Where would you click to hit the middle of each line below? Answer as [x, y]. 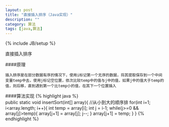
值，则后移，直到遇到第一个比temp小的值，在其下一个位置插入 [61, 86]
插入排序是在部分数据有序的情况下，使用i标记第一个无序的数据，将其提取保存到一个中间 [84, 75]
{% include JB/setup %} [30, 43]
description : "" [22, 19]
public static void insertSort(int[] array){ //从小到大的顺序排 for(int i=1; [78, 103]
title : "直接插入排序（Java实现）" [39, 15]
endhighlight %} [22, 119]
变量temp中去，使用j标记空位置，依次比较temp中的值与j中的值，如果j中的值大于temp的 [84, 81]
